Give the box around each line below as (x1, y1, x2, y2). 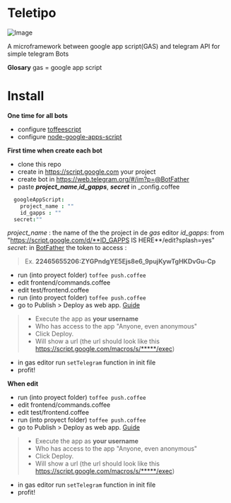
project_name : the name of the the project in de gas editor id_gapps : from (7, 228, 225, 237)
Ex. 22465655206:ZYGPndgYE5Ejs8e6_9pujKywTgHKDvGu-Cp (24, 257, 216, 266)
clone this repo (17, 160, 61, 168)
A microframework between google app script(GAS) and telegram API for (7, 42, 220, 50)
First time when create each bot (7, 146, 102, 155)
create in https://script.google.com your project (17, 167, 156, 176)
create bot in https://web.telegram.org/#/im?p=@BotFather (17, 174, 189, 183)
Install (7, 88, 45, 104)
